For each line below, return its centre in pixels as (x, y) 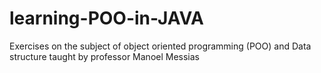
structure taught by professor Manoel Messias (105, 56)
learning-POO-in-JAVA (106, 18)
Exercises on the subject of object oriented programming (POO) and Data (160, 46)
